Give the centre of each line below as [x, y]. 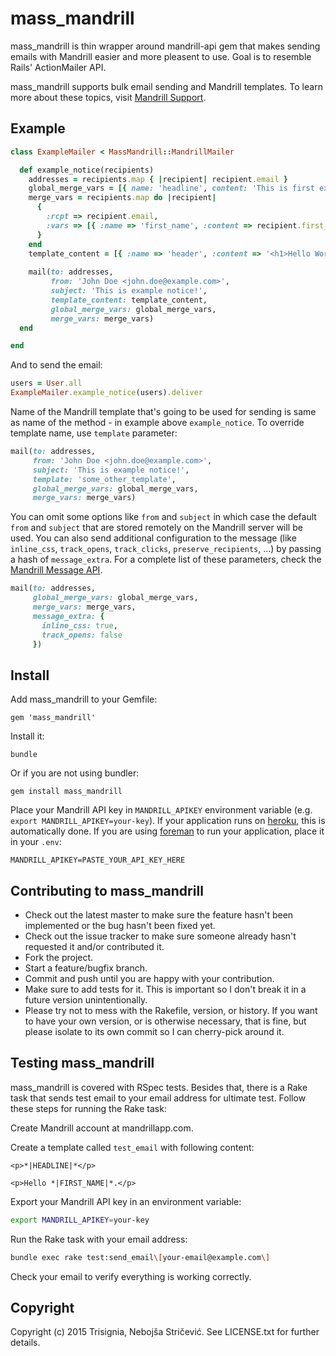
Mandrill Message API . [56, 570]
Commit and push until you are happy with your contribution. [149, 978]
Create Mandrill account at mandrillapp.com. [102, 1128]
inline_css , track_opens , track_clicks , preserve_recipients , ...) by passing [166, 549]
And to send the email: [56, 365]
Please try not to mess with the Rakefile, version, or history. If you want [171, 1010]
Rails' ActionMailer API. [58, 67]
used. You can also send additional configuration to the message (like [153, 538]
